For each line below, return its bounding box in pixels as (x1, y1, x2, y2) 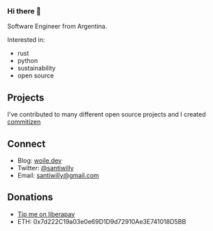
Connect (7, 137, 46, 149)
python (17, 57, 38, 65)
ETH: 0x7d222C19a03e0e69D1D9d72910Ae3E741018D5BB (17, 217, 186, 225)
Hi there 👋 (7, 6, 42, 16)
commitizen (7, 118, 41, 126)
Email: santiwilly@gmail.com (17, 171, 99, 179)
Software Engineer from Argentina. (7, 22, 108, 31)
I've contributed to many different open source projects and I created (7, 110, 206, 119)
